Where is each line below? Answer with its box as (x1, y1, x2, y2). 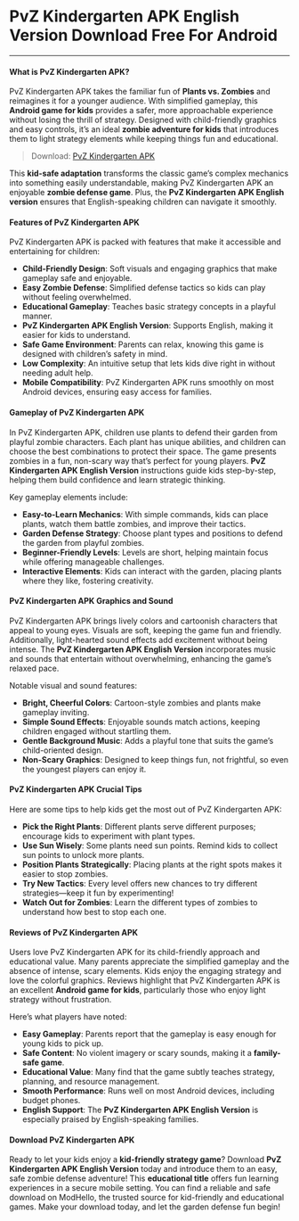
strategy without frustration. (9, 994, 112, 1005)
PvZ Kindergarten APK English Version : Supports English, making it (21, 320, 274, 331)
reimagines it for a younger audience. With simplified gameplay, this (9, 95, 258, 106)
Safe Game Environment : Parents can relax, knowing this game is (21, 339, 264, 350)
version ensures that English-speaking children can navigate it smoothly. (9, 196, 278, 207)
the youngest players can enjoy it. (21, 763, 147, 774)
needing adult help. (21, 367, 93, 378)
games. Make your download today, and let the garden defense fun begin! (9, 1201, 280, 1212)
